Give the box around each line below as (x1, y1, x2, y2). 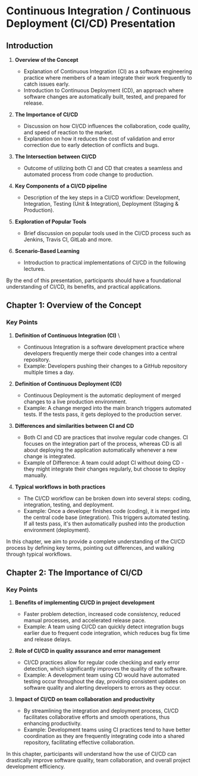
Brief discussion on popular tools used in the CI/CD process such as (23, 230, 191, 236)
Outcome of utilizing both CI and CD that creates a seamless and (23, 165, 183, 171)
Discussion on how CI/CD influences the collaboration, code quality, (23, 123, 191, 129)
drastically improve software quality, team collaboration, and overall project (6, 757, 191, 764)
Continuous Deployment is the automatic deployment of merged (23, 392, 181, 399)
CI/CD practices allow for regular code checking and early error (23, 659, 180, 666)
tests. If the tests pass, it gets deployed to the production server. (23, 411, 183, 418)
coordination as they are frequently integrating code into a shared (23, 733, 185, 740)
